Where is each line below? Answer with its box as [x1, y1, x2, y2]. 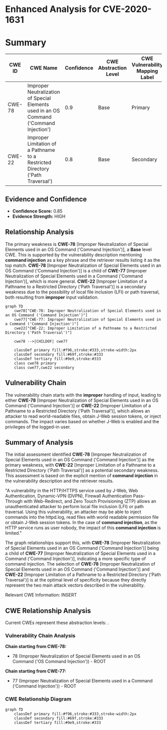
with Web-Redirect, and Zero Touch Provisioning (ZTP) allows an [23, 498, 157, 504]
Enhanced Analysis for [5, 3, 101, 15]
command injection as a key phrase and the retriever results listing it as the [5, 257, 161, 263]
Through [5, 498, 23, 504]
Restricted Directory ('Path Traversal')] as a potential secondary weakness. [5, 467, 159, 473]
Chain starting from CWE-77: [5, 668, 66, 674]
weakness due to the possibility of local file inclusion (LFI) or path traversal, [5, 289, 160, 295]
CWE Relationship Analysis [5, 606, 91, 615]
